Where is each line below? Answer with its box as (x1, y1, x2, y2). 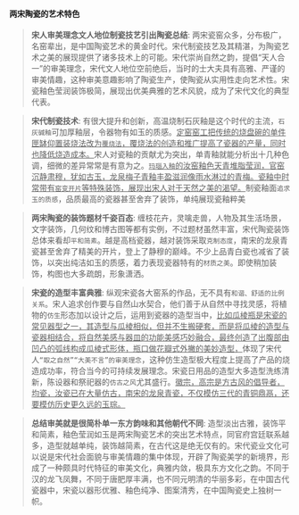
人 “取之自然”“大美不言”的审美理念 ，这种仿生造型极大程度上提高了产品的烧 (30, 354, 291, 365)
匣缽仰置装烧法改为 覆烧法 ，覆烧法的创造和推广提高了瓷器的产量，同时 (30, 138, 287, 149)
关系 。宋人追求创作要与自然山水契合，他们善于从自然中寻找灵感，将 (30, 299, 279, 310)
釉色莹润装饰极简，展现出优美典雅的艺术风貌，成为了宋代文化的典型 (38, 86, 290, 96)
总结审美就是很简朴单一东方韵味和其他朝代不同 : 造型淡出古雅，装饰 (30, 418, 278, 428)
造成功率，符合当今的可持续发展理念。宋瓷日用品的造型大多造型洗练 (30, 366, 282, 377)
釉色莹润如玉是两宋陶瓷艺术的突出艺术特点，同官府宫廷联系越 (62, 429, 290, 440)
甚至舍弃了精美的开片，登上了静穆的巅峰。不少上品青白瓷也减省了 (38, 246, 282, 257)
